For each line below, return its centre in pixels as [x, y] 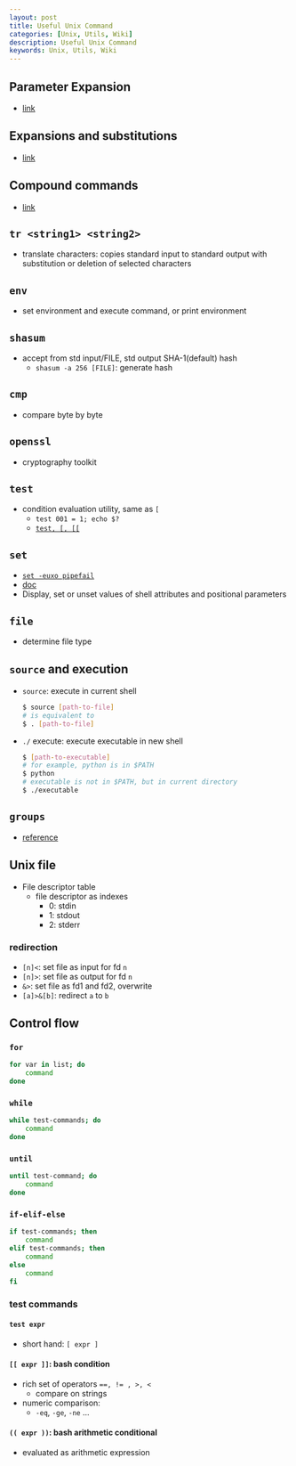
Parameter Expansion [70, 87]
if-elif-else [37, 1214]
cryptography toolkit [60, 462]
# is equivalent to [58, 715]
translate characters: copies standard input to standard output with [144, 254]
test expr [28, 1324]
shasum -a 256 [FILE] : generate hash [104, 367]
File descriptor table [59, 886]
